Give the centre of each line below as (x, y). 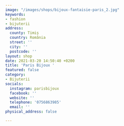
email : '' (20, 107)
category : (15, 75)
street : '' (21, 42)
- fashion (15, 19)
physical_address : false (31, 112)
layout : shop (19, 56)
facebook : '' (23, 93)
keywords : (15, 14)
